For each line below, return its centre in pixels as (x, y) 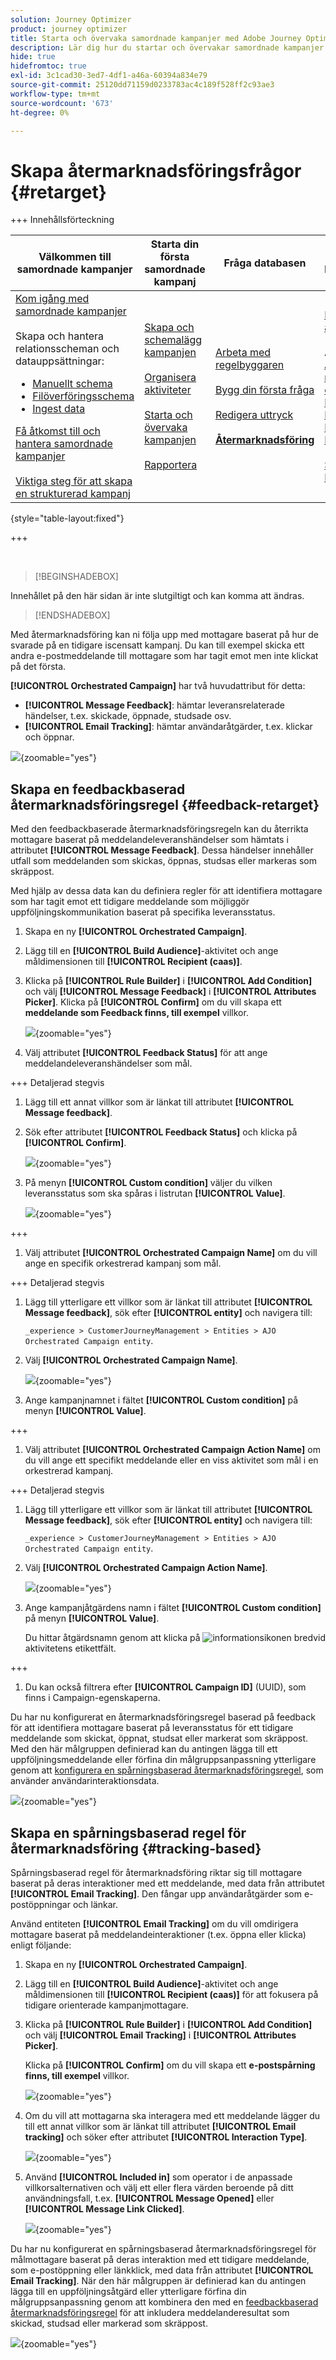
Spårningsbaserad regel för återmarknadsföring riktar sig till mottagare (156, 1872)
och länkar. (95, 1904)
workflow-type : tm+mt (55, 94)
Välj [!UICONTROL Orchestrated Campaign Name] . (131, 1360)
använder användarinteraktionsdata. (85, 1781)
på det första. (38, 667)
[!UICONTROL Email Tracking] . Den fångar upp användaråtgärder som (156, 1893)
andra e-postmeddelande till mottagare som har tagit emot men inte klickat (164, 656)
